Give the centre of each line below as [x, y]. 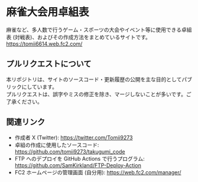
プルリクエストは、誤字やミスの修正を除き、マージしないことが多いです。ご [99, 94]
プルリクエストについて [49, 64]
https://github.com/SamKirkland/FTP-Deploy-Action [78, 165]
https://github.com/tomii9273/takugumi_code [70, 151]
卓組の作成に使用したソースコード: [57, 145]
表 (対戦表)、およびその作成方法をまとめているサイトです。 [78, 37]
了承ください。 [24, 101]
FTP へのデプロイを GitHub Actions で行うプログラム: [79, 158]
